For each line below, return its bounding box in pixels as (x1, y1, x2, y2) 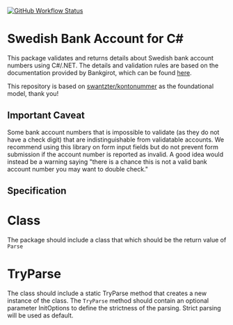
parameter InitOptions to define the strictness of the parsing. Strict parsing (7, 304, 221, 312)
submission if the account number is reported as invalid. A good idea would (7, 150, 224, 158)
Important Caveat (7, 110, 86, 122)
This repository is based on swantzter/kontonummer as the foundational (7, 82, 214, 90)
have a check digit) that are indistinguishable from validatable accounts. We (7, 135, 225, 144)
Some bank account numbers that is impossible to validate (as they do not (7, 128, 220, 136)
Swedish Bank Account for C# (7, 31, 184, 47)
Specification (7, 185, 67, 197)
